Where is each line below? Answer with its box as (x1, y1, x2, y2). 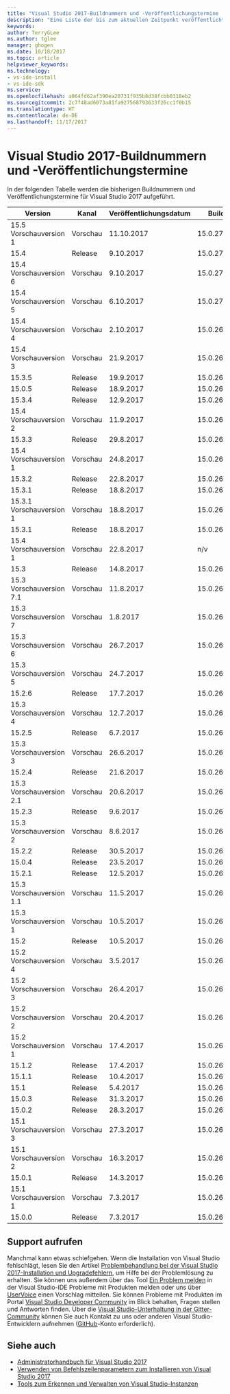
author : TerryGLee (7, 29, 60, 36)
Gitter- (194, 1305, 212, 1314)
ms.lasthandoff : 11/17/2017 (7, 118, 88, 126)
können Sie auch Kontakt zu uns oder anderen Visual (40, 1312, 190, 1321)
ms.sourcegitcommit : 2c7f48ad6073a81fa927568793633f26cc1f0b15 (7, 99, 192, 106)
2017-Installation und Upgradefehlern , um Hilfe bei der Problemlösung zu (7, 1268, 214, 1277)
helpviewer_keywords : (7, 61, 69, 68)
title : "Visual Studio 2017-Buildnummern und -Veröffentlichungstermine (7, 10, 219, 17)
